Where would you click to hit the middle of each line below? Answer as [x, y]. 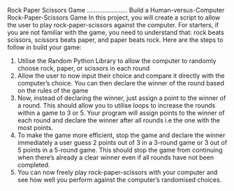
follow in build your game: [44, 47]
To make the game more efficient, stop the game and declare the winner [121, 135]
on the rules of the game [53, 91]
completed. [34, 165]
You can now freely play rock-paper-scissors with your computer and [117, 172]
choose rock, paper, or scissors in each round [83, 68]
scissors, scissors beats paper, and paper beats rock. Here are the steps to [115, 40]
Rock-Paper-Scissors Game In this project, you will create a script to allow [114, 17]
